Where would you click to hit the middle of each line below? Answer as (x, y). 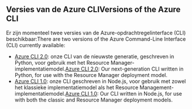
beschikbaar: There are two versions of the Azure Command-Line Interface (96, 39)
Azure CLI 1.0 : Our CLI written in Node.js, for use (124, 93)
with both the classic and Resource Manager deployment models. (94, 100)
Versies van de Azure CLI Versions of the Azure (93, 10)
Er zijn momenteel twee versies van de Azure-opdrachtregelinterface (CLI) (96, 33)
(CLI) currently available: (36, 45)
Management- (157, 87)
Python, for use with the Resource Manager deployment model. (91, 75)
